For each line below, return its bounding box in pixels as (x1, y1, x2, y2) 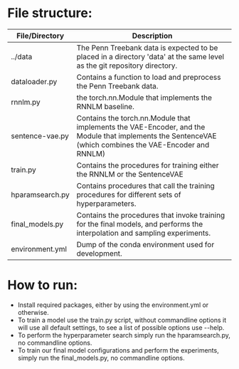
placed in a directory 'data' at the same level (76, 51, 225, 61)
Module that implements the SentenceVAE (76, 130, 217, 140)
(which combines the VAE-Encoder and (76, 140, 210, 150)
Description (132, 31, 173, 41)
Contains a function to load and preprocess (76, 72, 221, 82)
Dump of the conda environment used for (76, 239, 215, 249)
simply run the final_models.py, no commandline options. (17, 353, 185, 362)
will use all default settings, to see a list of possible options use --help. (17, 323, 225, 332)
